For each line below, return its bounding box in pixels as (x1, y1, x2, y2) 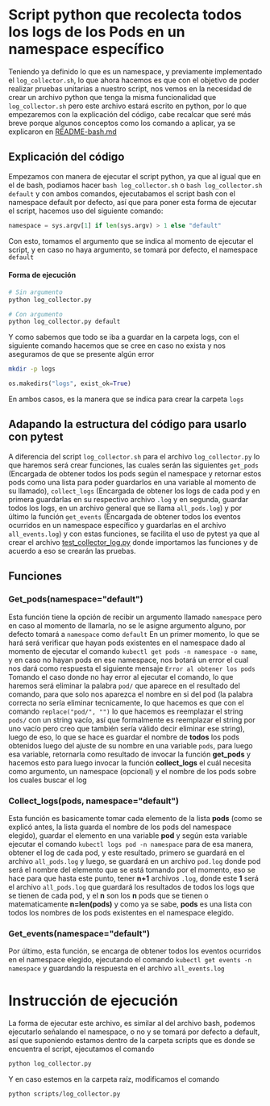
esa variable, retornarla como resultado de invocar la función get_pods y (8, 749, 251, 759)
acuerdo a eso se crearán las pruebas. (8, 546, 136, 555)
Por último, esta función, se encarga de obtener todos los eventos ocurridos (8, 946, 262, 956)
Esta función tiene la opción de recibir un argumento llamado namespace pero (8, 612, 263, 622)
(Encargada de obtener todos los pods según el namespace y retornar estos (8, 468, 262, 478)
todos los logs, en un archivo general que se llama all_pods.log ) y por (8, 503, 243, 513)
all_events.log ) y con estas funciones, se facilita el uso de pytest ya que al (8, 529, 260, 538)
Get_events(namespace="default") (8, 928, 151, 939)
